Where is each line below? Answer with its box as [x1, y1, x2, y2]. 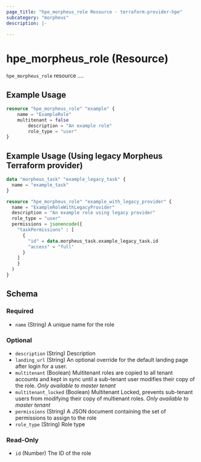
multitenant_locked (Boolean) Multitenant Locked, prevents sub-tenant [15, 388, 193, 395]
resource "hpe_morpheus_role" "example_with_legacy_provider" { [6, 199, 172, 205]
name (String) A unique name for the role [15, 321, 115, 328]
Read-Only [6, 435, 39, 444]
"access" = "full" [28, 243, 74, 250]
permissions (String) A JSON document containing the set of [15, 407, 166, 415]
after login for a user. [15, 362, 68, 370]
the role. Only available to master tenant [15, 382, 116, 389]
